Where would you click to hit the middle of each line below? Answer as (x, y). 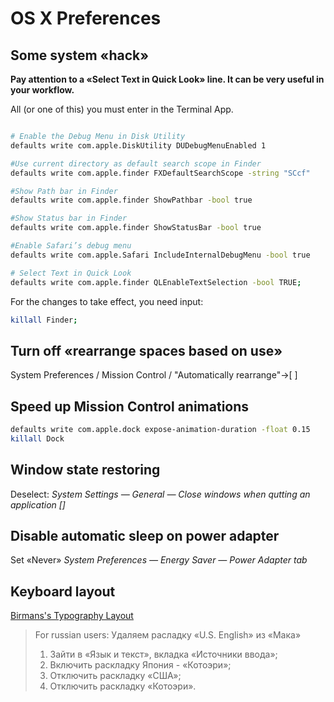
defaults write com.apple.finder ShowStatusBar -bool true (136, 228)
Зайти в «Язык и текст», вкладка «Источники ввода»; (163, 654)
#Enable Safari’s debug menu (71, 246)
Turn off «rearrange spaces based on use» (146, 350)
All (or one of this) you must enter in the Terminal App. (122, 109)
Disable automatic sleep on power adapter (145, 535)
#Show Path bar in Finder (64, 191)
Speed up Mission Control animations (130, 406)
